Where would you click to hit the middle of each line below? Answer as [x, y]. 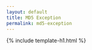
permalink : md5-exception [39, 23]
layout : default [27, 12]
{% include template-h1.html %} [46, 41]
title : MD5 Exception [34, 18]
